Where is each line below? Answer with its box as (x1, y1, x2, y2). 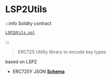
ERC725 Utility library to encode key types (17, 49, 106, 55)
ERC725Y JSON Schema (12, 68, 65, 74)
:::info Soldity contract (5, 20, 52, 26)
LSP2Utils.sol (5, 30, 35, 35)
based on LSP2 (5, 58, 37, 64)
